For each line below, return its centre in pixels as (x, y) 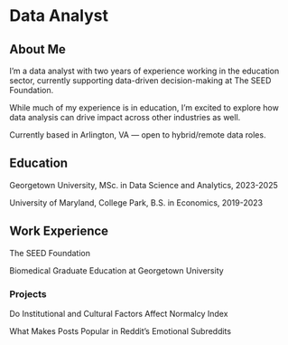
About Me (37, 49)
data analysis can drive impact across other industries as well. (125, 117)
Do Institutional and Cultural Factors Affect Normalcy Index (119, 313)
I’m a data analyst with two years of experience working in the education (144, 71)
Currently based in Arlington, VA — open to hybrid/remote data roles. (138, 135)
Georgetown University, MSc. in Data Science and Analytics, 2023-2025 (144, 185)
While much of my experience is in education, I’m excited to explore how (144, 108)
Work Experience (59, 231)
